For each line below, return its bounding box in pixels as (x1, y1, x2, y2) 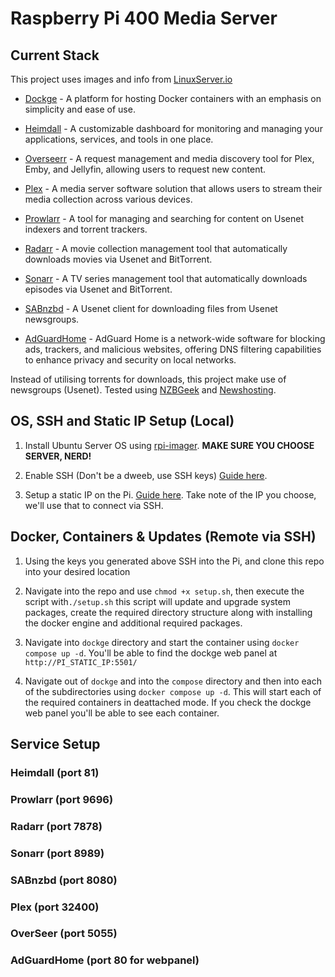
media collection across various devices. (24, 193, 193, 205)
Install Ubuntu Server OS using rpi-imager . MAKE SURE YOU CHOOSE (24, 439, 315, 451)
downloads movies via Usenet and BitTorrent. (24, 253, 213, 265)
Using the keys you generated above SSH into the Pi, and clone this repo (24, 555, 325, 567)
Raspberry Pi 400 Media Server (10, 7, 278, 30)
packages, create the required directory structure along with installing (24, 606, 313, 618)
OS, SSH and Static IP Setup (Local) (10, 413, 235, 430)
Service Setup (10, 736, 101, 753)
